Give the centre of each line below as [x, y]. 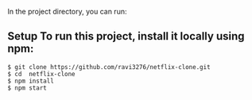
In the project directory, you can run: [67, 12]
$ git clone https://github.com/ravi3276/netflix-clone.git [109, 67]
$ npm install [31, 81]
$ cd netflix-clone [42, 74]
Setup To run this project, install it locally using [126, 36]
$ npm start [27, 88]
